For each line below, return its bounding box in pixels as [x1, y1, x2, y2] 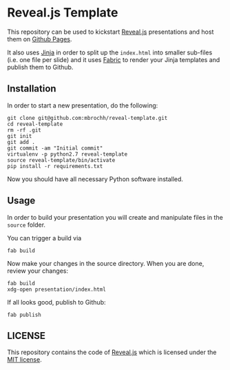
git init [7, 132, 32, 139]
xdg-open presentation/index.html [7, 286, 107, 293]
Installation [7, 83, 56, 94]
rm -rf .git [7, 126, 41, 134]
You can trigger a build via [7, 234, 82, 242]
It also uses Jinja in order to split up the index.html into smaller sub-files [7, 48, 213, 56]
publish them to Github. [7, 63, 74, 71]
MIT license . [7, 356, 43, 364]
